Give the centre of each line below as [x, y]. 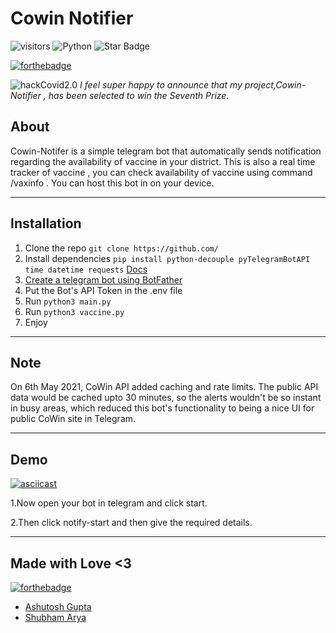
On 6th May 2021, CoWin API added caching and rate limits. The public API [164, 387]
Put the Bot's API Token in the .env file [103, 290]
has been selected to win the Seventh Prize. [139, 95]
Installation [46, 223]
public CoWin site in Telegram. [73, 419]
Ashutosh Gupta [58, 606]
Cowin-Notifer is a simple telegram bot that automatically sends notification [166, 151]
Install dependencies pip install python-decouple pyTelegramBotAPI [167, 258]
